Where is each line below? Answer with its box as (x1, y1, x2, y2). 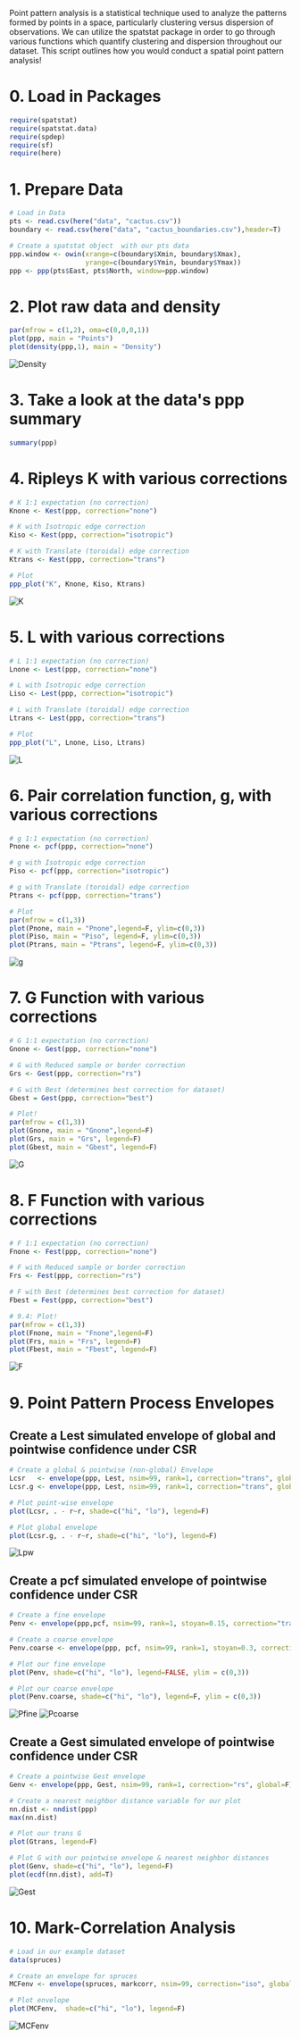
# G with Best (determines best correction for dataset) (9, 1085, 226, 1094)
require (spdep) (9, 132, 66, 141)
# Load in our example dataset (9, 1947, 126, 1956)
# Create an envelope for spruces (9, 1971, 138, 1981)
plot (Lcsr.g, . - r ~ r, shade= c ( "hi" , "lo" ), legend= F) (9, 1531, 218, 1540)
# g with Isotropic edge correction (9, 858, 146, 867)
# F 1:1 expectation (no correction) (9, 1239, 150, 1248)
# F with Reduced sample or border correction (9, 1263, 186, 1272)
